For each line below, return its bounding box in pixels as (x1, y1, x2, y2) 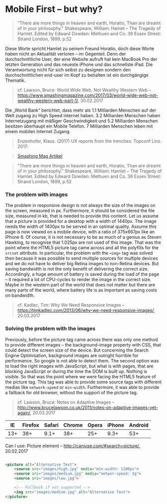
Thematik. (5, 77, 26, 83)
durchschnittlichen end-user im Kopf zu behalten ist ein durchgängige (5, 72, 149, 78)
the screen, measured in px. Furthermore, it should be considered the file (5, 208, 155, 214)
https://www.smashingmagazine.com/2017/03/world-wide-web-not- (17, 92, 158, 98)
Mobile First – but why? (5, 3, 103, 15)
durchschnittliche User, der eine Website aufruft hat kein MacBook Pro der (5, 56, 158, 62)
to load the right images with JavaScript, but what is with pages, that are (5, 363, 154, 369)
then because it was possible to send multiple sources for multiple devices (5, 255, 158, 261)
